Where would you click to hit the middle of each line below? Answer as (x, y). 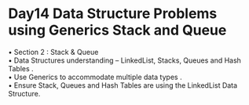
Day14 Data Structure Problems (113, 14)
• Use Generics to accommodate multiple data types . (95, 77)
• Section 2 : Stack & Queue (53, 52)
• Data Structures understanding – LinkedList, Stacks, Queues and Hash (125, 60)
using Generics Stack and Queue (117, 30)
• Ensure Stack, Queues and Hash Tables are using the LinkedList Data (123, 85)
